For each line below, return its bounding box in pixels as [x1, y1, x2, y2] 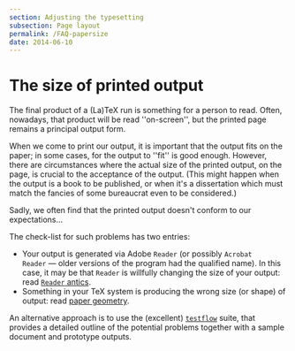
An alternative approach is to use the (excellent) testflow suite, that [9, 313, 256, 324]
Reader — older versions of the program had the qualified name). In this [21, 258, 281, 269]
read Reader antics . [21, 277, 91, 287]
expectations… [9, 214, 64, 225]
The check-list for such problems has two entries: [9, 232, 191, 242]
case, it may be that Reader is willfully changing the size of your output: [21, 267, 281, 279]
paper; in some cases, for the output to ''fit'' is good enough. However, [9, 150, 268, 161]
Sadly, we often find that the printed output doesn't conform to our [9, 205, 252, 216]
